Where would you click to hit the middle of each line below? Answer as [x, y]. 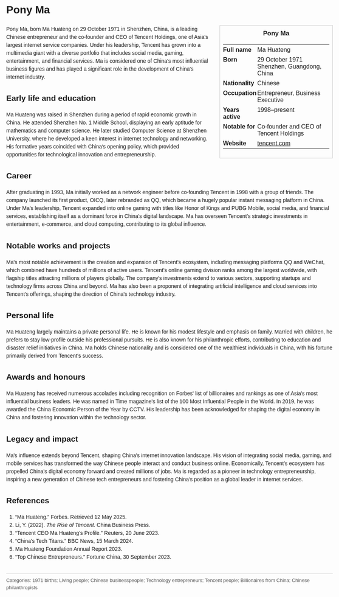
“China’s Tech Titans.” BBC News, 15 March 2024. [74, 541]
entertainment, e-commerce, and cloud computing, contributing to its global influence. [106, 224]
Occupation [240, 93]
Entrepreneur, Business [289, 93]
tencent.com [274, 143]
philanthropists [22, 588]
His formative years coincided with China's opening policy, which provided [93, 147]
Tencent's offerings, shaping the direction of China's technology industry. [91, 294]
